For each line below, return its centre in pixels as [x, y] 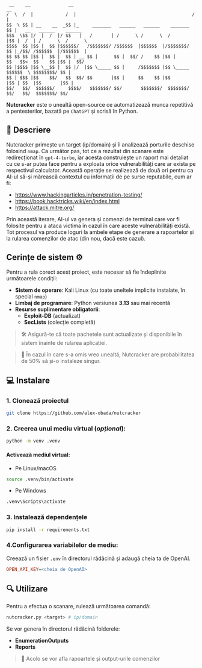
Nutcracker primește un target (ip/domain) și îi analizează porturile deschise [100, 144]
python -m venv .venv [33, 441]
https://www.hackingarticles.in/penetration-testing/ [78, 195]
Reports [25, 647]
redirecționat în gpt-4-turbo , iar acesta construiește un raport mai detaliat [97, 157]
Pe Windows [30, 491]
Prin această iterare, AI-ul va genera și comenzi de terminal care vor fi [93, 219]
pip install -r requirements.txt [48, 530]
